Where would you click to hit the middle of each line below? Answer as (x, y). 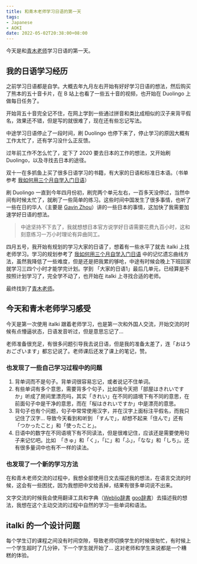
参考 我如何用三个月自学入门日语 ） (48, 180)
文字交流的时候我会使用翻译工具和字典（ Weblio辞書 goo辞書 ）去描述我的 (94, 498)
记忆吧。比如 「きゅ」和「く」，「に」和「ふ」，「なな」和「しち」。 (105, 440)
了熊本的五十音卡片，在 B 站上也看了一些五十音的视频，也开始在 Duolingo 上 (98, 93)
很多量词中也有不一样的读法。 (56, 448)
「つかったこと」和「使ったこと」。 (57, 426)
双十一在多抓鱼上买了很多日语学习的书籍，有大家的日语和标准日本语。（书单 (97, 172)
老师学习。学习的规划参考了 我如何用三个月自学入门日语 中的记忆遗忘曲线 (95, 254)
